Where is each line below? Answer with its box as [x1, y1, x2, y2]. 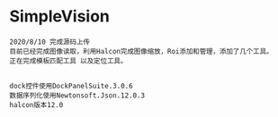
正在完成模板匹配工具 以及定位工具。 [9, 56, 128, 65]
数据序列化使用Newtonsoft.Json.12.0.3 [9, 91, 146, 100]
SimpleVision [9, 6, 111, 27]
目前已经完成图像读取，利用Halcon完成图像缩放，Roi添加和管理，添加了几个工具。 [9, 46, 274, 55]
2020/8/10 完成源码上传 [9, 38, 90, 46]
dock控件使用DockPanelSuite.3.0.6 [9, 81, 133, 90]
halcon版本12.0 [9, 100, 64, 109]
